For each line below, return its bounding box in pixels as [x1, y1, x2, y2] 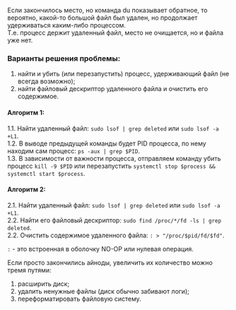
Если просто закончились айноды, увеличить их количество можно [7, 258, 213, 267]
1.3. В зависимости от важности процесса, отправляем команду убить [7, 154, 221, 162]
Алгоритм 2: [7, 185, 46, 193]
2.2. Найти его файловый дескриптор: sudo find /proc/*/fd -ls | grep [7, 215, 222, 225]
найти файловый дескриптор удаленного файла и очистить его [17, 85, 208, 93]
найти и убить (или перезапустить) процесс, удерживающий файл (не [17, 70, 230, 78]
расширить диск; [17, 279, 70, 288]
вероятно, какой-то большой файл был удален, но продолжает [7, 13, 198, 22]
